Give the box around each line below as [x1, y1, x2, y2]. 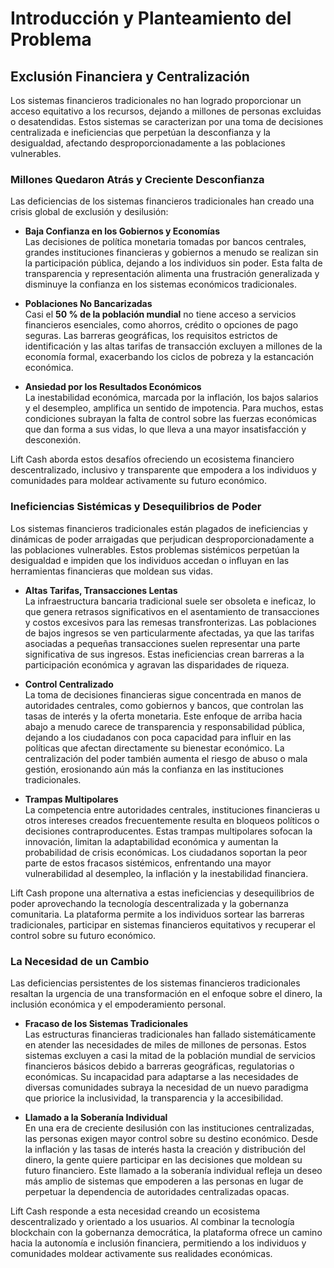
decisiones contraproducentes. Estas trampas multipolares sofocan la [24, 825, 313, 837]
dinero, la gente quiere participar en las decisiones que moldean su [24, 1153, 303, 1166]
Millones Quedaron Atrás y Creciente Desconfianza [10, 172, 265, 186]
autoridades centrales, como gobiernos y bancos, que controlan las [24, 699, 304, 711]
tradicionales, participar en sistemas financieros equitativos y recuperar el [10, 918, 316, 931]
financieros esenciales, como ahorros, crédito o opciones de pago [24, 319, 299, 331]
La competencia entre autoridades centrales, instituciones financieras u [24, 803, 321, 816]
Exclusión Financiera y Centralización [10, 68, 250, 85]
